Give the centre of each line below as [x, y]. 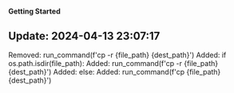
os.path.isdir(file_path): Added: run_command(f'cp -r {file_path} [113, 64]
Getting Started [35, 11]
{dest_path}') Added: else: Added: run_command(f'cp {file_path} [115, 72]
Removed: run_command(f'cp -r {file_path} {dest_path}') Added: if [117, 55]
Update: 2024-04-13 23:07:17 [84, 36]
